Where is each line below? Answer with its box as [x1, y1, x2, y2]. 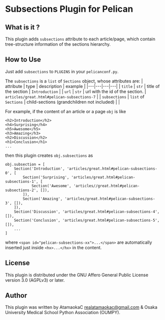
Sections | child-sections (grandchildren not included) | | [5, 99, 120, 105]
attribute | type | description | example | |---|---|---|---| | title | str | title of [5, 83, 160, 89]
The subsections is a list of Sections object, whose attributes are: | [5, 78, 143, 84]
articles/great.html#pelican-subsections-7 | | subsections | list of [5, 93, 145, 99]
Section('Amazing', [23, 196, 63, 201]
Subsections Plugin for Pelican [5, 3, 133, 15]
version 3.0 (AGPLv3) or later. [5, 277, 65, 283]
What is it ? [5, 23, 40, 31]
